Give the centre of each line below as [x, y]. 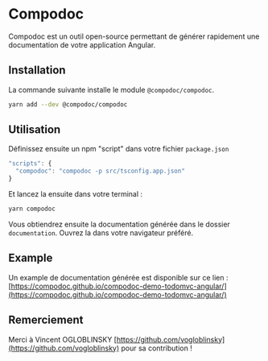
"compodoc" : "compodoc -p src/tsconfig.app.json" [100, 171]
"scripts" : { [30, 164]
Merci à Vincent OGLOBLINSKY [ [62, 339]
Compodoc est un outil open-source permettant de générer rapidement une [134, 36]
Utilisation [35, 130]
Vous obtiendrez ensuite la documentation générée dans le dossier [120, 224]
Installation [37, 71]
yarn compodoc [32, 209]
